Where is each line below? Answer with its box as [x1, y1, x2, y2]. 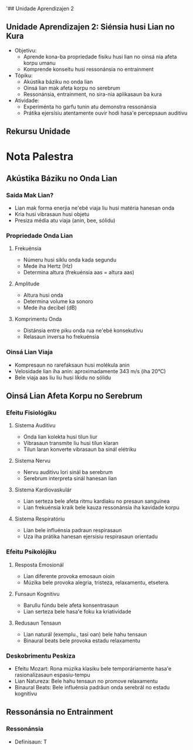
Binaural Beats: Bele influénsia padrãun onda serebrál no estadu [14, 683, 170, 691]
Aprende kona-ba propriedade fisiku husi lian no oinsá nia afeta [23, 53, 177, 60]
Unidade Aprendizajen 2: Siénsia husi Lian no [6, 22, 175, 32]
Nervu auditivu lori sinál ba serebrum [23, 469, 113, 476]
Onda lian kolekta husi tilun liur [23, 433, 98, 440]
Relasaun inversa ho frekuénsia [23, 333, 100, 340]
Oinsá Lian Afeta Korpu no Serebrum [6, 391, 143, 401]
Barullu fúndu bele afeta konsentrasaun [23, 602, 119, 609]
